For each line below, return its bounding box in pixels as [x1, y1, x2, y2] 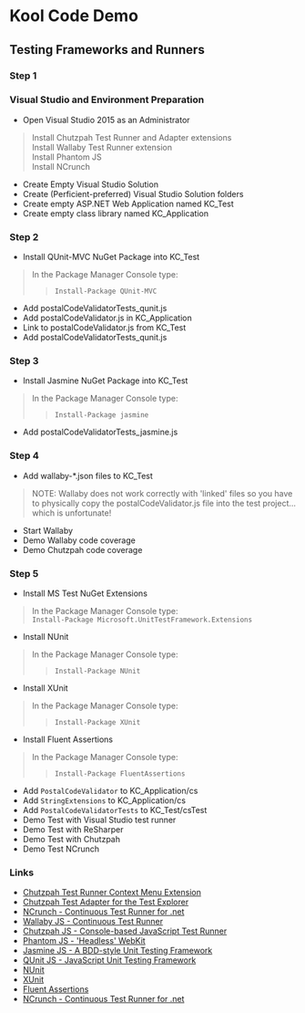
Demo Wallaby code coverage [22, 535, 137, 546]
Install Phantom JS [31, 151, 102, 162]
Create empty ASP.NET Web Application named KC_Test [22, 198, 234, 209]
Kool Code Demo [9, 5, 139, 26]
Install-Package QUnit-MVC [54, 287, 158, 297]
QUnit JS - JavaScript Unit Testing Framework [22, 955, 197, 966]
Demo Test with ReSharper [22, 823, 124, 835]
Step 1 [9, 69, 37, 82]
